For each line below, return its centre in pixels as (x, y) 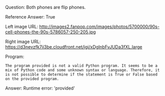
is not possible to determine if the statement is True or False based (81, 74)
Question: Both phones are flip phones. (45, 7)
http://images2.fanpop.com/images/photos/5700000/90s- (99, 26)
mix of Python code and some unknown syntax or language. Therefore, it (82, 70)
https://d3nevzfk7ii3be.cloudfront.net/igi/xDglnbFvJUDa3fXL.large (74, 47)
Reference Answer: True (30, 17)
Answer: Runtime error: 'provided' (40, 88)
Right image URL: (23, 41)
